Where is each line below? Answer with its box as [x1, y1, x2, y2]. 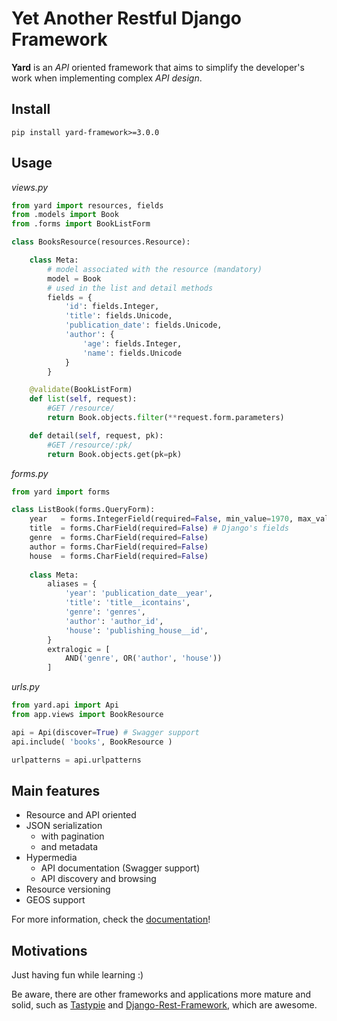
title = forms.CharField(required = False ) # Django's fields [29, 523, 289, 534]
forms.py [11, 467, 49, 479]
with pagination [40, 830, 105, 842]
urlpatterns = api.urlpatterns [11, 755, 142, 765]
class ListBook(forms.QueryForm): [11, 505, 156, 515]
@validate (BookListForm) [29, 385, 133, 395]
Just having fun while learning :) [11, 969, 144, 981]
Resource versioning [25, 883, 111, 896]
